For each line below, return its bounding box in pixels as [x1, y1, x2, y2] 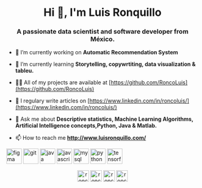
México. [90, 35, 115, 43]
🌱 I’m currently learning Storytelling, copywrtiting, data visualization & [15, 60, 196, 68]
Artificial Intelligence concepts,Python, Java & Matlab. [15, 122, 157, 129]
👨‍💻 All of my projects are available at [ [15, 79, 111, 86]
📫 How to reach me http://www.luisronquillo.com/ [15, 134, 146, 142]
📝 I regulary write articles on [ [15, 97, 90, 104]
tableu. [15, 67, 34, 74]
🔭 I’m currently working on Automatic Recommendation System [15, 49, 178, 56]
